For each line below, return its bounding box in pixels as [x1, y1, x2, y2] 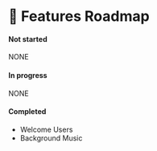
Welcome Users [19, 124, 73, 134]
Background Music [19, 133, 83, 143]
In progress [8, 70, 48, 80]
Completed [8, 107, 47, 116]
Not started [8, 34, 48, 43]
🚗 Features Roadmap [8, 7, 151, 26]
